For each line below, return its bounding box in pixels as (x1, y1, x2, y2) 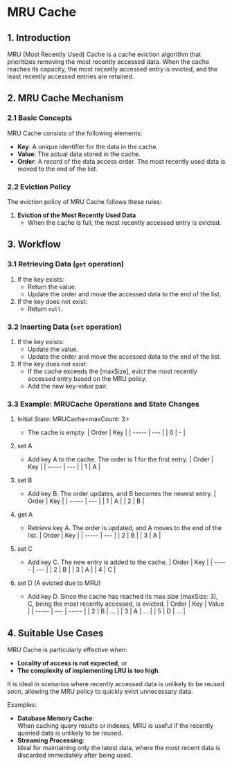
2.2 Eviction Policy (7, 182, 71, 191)
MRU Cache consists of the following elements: (7, 129, 143, 137)
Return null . (27, 305, 63, 313)
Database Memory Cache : (17, 714, 95, 722)
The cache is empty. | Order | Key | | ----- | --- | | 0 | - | (27, 428, 186, 437)
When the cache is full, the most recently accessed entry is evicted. (27, 218, 222, 226)
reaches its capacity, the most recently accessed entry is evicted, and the (7, 65, 218, 73)
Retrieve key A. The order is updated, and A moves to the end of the (27, 524, 222, 532)
